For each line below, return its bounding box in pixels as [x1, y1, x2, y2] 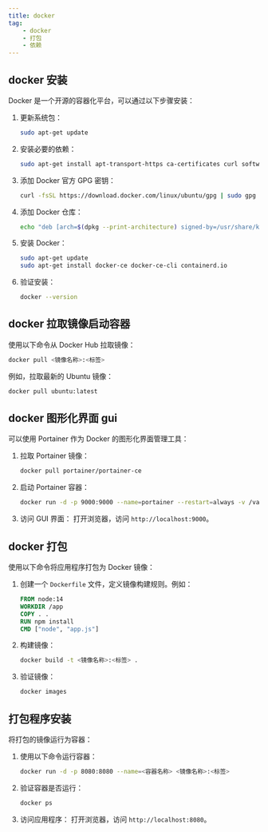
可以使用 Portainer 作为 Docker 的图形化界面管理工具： [8, 434, 189, 444]
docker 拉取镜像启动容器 [8, 317, 131, 331]
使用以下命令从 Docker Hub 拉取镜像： [8, 340, 136, 349]
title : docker [8, 11, 56, 20]
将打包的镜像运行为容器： [8, 734, 93, 744]
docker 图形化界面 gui [8, 412, 118, 425]
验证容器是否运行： [19, 782, 84, 792]
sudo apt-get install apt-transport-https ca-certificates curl [19, 160, 238, 168]
